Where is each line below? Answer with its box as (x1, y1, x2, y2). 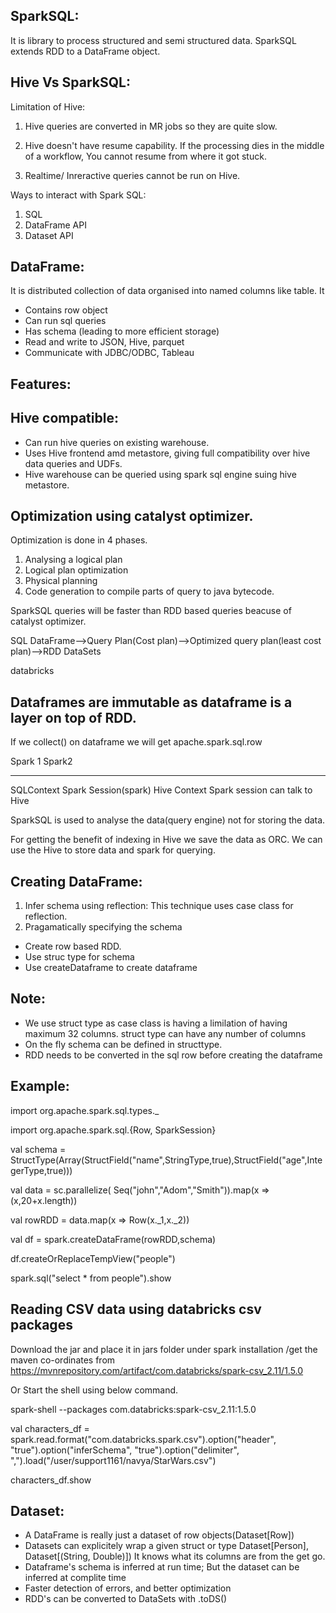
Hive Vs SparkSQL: (10, 74, 131, 91)
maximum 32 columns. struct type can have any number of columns (24, 1027, 307, 1039)
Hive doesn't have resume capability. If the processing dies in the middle (24, 139, 325, 151)
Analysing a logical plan (24, 554, 123, 566)
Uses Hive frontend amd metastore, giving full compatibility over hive (24, 447, 311, 459)
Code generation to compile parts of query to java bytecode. (24, 585, 275, 598)
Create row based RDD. (24, 940, 122, 953)
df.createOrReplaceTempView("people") (10, 1252, 176, 1264)
